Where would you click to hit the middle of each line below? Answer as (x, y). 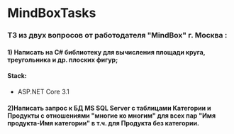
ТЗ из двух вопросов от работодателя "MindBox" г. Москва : (117, 35)
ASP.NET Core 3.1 (43, 91)
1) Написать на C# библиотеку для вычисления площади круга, (106, 52)
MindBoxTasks (52, 13)
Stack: (17, 76)
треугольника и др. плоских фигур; (63, 60)
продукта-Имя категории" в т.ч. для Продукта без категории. (104, 123)
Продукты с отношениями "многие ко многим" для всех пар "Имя (112, 116)
